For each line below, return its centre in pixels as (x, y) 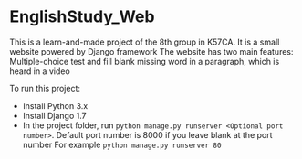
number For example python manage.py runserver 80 (122, 144)
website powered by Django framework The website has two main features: (151, 51)
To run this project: (45, 88)
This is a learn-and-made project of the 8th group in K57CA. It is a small (145, 42)
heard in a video (40, 71)
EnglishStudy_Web (82, 17)
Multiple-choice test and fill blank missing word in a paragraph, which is (145, 61)
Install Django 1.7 (54, 115)
